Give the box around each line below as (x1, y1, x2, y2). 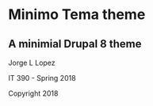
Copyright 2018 (8, 89, 59, 98)
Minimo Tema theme (8, 6, 146, 24)
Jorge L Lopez (8, 58, 55, 67)
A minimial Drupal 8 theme (8, 37, 142, 51)
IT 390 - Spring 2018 (8, 74, 77, 82)
